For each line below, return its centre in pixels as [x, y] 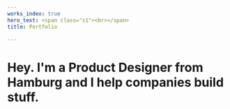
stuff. [23, 97]
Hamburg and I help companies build [116, 82]
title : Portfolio [32, 27]
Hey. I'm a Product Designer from [105, 67]
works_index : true [34, 14]
